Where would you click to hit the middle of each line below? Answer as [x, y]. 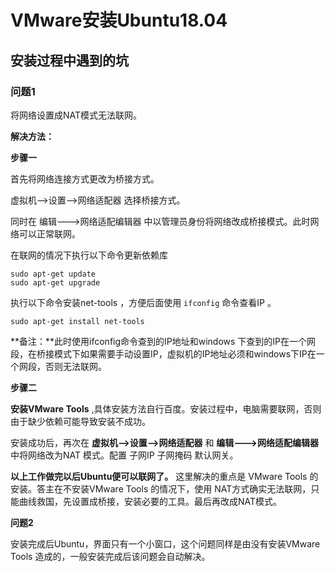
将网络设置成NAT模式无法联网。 [76, 115]
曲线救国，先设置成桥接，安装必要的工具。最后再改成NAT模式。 [150, 501]
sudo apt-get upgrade [55, 282]
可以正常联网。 [49, 233]
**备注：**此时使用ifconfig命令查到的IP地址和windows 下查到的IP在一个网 [163, 341]
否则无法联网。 [75, 366]
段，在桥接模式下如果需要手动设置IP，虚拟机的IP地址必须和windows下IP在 [163, 353]
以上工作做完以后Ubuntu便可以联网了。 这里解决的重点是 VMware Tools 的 [164, 476]
